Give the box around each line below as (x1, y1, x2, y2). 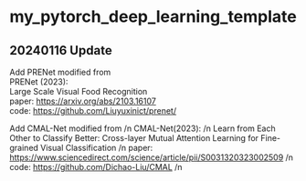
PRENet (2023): (9, 76, 69, 87)
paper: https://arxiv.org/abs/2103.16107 (9, 96, 157, 106)
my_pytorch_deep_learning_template (9, 6, 297, 27)
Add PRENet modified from (9, 66, 111, 77)
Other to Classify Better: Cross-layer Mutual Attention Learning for (9, 133, 259, 143)
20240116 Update (9, 43, 112, 58)
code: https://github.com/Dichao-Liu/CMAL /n (9, 162, 183, 172)
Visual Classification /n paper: (40, 143, 153, 153)
